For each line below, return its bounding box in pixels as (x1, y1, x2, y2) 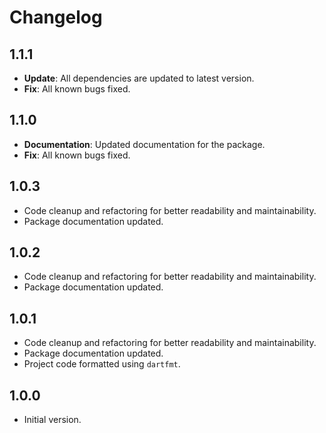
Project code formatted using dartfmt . (23, 358, 181, 370)
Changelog (9, 6, 103, 29)
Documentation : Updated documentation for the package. (23, 138, 266, 150)
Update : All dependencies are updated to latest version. (23, 72, 255, 84)
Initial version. (23, 414, 82, 426)
